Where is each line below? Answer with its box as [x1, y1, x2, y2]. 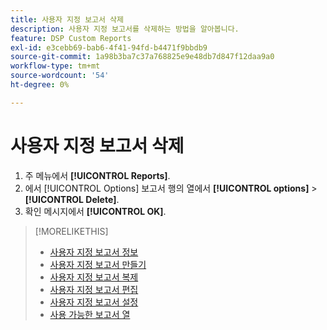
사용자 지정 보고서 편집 [49, 283, 139, 295]
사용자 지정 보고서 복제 [49, 271, 139, 283]
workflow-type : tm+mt [10, 61, 101, 71]
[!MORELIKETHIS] [34, 225, 109, 237]
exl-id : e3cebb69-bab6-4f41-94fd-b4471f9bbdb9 [10, 42, 208, 53]
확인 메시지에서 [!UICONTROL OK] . [24, 205, 167, 217]
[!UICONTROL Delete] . [24, 193, 120, 205]
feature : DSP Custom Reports [10, 33, 132, 43]
